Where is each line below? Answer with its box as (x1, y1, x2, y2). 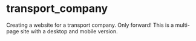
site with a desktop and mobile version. (20, 27, 118, 34)
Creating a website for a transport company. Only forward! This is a (6, 21, 174, 29)
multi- (175, 21, 191, 29)
